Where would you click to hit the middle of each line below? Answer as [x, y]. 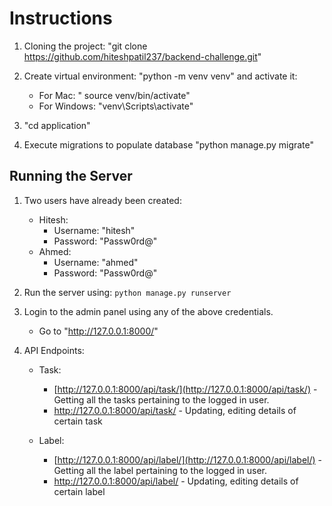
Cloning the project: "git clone [85, 46]
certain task [78, 421]
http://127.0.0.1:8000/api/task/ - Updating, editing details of [175, 410]
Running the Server [71, 176]
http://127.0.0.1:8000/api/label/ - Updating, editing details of [176, 481]
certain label [79, 491]
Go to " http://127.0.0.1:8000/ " [98, 331]
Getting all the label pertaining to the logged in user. [160, 470]
